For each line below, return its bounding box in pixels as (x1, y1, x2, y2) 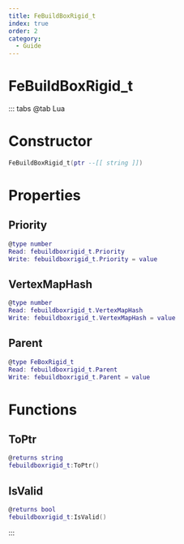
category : (8, 34, 42, 43)
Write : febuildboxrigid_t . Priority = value (8, 255, 158, 263)
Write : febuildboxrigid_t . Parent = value (8, 373, 151, 381)
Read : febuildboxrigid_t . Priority (8, 247, 126, 255)
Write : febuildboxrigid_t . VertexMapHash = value (8, 314, 176, 323)
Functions (8, 401, 77, 418)
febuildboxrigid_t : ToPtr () (8, 461, 100, 470)
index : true (8, 19, 49, 28)
